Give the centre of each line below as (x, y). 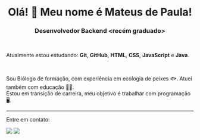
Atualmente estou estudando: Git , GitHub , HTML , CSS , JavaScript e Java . (98, 55)
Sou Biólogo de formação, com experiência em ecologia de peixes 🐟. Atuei (99, 79)
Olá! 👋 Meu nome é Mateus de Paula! (100, 12)
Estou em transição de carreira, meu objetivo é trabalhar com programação (99, 94)
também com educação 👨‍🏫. (40, 87)
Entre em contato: (28, 120)
